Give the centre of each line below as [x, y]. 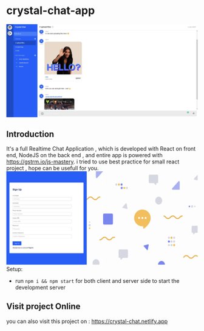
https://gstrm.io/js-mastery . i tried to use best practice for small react [93, 162]
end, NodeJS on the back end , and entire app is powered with [84, 155]
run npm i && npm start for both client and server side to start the [97, 280]
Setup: [15, 269]
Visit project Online [43, 306]
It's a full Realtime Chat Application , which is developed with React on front [101, 149]
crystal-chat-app [51, 11]
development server [40, 287]
